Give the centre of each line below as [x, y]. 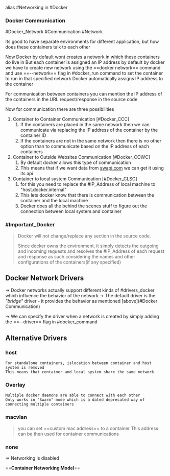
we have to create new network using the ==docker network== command [83, 68]
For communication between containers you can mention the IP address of [84, 94]
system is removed [25, 368]
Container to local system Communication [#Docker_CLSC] [75, 179]
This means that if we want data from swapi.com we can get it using [92, 168]
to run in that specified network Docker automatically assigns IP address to [84, 79]
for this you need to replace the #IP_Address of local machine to [88, 184]
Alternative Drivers [36, 338]
